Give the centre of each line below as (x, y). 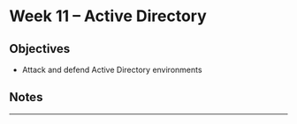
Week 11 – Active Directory (108, 16)
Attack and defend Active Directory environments (112, 69)
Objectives (40, 49)
